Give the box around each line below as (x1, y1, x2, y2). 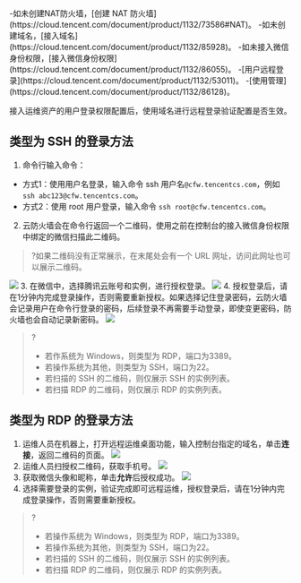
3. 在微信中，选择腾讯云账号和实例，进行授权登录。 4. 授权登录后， (20, 280, 280, 291)
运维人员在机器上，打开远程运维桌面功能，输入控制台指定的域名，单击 (21, 438, 282, 449)
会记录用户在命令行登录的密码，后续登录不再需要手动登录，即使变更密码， (9, 303, 284, 313)
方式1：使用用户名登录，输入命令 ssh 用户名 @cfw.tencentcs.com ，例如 (21, 178, 280, 189)
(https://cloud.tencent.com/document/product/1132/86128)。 (9, 87, 235, 97)
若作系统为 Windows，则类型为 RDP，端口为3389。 (44, 350, 237, 361)
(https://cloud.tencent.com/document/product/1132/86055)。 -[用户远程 (9, 64, 276, 74)
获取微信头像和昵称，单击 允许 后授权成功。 (21, 472, 180, 483)
